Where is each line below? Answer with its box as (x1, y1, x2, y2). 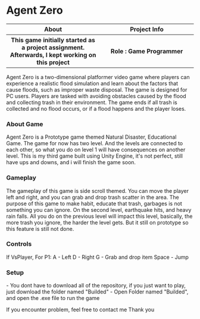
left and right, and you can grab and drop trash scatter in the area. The (6, 193, 180, 201)
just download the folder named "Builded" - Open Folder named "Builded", (6, 288, 189, 295)
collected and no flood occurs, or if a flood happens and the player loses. (6, 105, 186, 112)
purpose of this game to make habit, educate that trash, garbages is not (6, 200, 183, 207)
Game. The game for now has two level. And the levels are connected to (6, 140, 183, 147)
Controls (6, 240, 32, 248)
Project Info (130, 25, 164, 33)
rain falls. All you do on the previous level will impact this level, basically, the (6, 212, 193, 220)
